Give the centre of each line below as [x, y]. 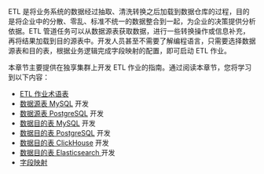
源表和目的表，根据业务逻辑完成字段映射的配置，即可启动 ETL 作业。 [120, 51]
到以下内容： [29, 77]
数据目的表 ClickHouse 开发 [64, 143]
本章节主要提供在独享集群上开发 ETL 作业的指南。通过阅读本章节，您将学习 [130, 67]
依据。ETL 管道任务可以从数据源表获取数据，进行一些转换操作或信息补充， [129, 31]
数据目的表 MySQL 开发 [57, 123]
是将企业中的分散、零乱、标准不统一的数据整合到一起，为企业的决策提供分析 [132, 21]
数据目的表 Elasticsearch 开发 [67, 152]
